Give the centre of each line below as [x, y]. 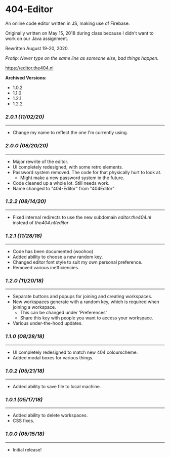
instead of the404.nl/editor [40, 222]
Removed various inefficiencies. [46, 268]
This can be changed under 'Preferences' [63, 313]
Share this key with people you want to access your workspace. [87, 318]
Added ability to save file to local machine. [57, 387]
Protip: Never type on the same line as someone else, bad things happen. [82, 58]
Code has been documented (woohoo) [53, 252]
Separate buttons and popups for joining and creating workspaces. [82, 297]
